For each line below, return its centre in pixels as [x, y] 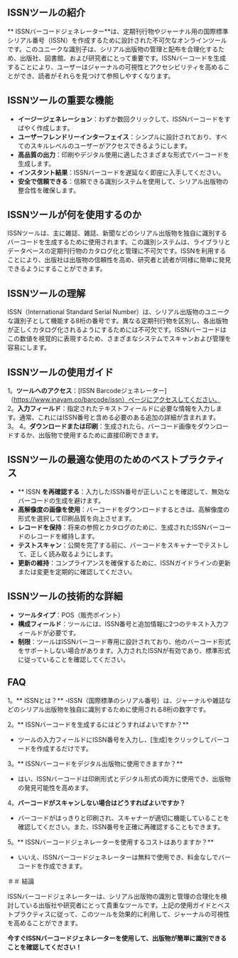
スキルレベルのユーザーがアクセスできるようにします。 [111, 145]
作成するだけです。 [64, 748]
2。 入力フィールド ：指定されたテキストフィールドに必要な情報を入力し [112, 409]
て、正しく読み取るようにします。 [67, 553]
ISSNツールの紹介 [47, 13]
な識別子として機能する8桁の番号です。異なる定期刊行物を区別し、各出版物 [118, 321]
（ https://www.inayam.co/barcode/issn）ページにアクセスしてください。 [114, 400]
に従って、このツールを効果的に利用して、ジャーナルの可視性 [140, 914]
